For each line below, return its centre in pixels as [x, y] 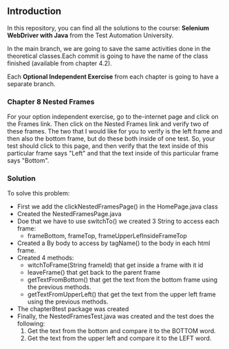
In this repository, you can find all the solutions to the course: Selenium [108, 28]
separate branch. [32, 84]
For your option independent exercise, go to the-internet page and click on [113, 117]
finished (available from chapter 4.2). [59, 63]
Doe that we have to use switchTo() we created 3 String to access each [118, 221]
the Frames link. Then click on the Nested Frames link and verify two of [108, 124]
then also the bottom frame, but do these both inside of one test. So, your [111, 139]
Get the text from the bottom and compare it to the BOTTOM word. [122, 331]
